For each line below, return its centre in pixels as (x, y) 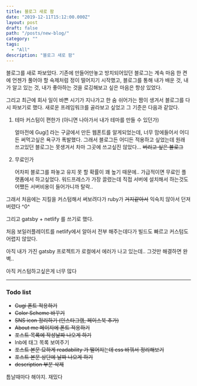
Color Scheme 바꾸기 (40, 313)
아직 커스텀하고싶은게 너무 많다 (42, 271)
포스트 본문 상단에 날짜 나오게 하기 (54, 357)
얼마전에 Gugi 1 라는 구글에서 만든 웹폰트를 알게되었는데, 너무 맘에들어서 (96, 132)
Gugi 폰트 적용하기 (36, 306)
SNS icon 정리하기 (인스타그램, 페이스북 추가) (67, 320)
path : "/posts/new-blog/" (38, 33)
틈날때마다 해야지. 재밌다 (34, 377)
